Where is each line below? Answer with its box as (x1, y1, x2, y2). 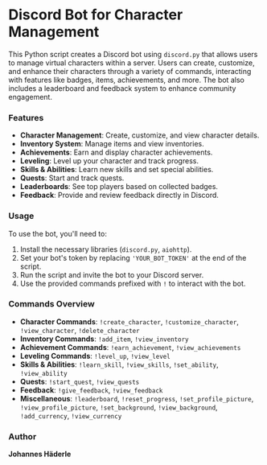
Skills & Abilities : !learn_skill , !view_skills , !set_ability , (19, 360, 219, 369)
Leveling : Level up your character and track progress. (19, 156, 199, 166)
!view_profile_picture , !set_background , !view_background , (19, 402, 219, 412)
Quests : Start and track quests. (19, 173, 125, 183)
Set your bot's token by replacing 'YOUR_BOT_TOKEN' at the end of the (19, 253, 247, 262)
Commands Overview (8, 298, 95, 310)
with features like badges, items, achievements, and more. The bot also (8, 75, 245, 84)
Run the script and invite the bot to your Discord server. (19, 270, 204, 279)
